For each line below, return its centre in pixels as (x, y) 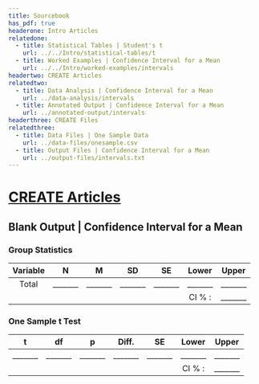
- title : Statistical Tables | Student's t (89, 46)
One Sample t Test (45, 321)
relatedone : (28, 38)
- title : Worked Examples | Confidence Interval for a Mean (118, 61)
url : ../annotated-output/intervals (84, 113)
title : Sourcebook (39, 16)
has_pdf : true (32, 23)
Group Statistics (41, 250)
